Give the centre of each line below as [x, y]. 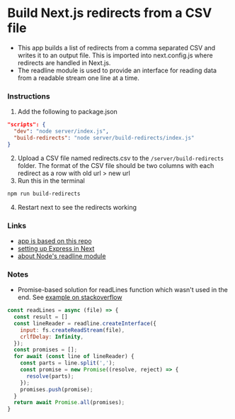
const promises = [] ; [46, 350]
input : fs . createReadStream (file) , [73, 330]
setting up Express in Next [56, 248]
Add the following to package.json [68, 112]
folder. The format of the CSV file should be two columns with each [116, 165]
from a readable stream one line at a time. [78, 78]
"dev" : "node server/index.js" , [62, 132]
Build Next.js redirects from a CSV [110, 13]
